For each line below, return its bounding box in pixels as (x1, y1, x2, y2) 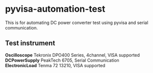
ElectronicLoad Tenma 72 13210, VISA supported (5, 62, 105, 68)
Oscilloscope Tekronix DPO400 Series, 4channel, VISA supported (5, 52, 140, 58)
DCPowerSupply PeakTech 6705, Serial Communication (5, 57, 119, 63)
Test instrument (5, 39, 55, 48)
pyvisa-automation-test (5, 3, 106, 15)
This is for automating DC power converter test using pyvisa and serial (5, 20, 149, 25)
